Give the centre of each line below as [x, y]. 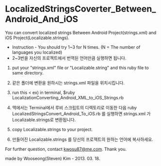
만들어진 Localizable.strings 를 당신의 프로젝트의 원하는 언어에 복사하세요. [83, 139]
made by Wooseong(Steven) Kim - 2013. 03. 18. [53, 158]
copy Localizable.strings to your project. [52, 129]
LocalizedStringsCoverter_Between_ [80, 9]
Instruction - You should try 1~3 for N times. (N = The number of [76, 47]
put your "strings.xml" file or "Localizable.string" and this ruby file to [80, 68]
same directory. [28, 73]
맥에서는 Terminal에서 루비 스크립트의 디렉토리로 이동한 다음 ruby [74, 107]
